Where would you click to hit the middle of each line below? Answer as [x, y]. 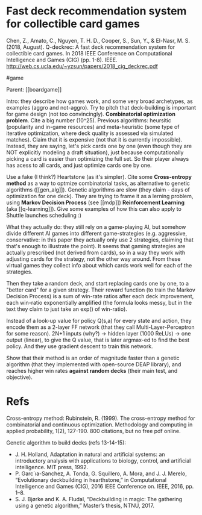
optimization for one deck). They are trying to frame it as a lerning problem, [100, 196]
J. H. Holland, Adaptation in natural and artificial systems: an [90, 454]
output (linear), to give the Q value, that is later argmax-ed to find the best [98, 340]
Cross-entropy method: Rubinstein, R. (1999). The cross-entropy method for [101, 418]
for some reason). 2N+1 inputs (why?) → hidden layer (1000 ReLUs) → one [99, 333]
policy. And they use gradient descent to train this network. [80, 346]
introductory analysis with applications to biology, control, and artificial [103, 460]
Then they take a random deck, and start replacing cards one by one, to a [97, 283]
